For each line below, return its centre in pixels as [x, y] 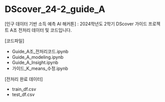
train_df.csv [24, 89]
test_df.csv [23, 94]
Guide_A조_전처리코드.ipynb [40, 51]
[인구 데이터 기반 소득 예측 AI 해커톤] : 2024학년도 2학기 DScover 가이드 [76, 24]
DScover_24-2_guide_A [55, 9]
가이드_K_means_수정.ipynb [40, 68]
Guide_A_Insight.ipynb [35, 62]
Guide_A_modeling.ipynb [38, 57]
